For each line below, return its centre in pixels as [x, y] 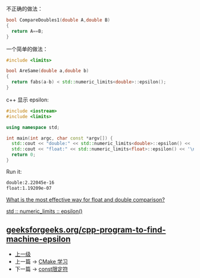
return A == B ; [28, 31]
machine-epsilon [38, 240]
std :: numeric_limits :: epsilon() [44, 211]
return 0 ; [24, 155]
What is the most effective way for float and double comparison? [86, 199]
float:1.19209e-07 [29, 188]
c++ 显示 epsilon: [28, 100]
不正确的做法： [24, 9]
